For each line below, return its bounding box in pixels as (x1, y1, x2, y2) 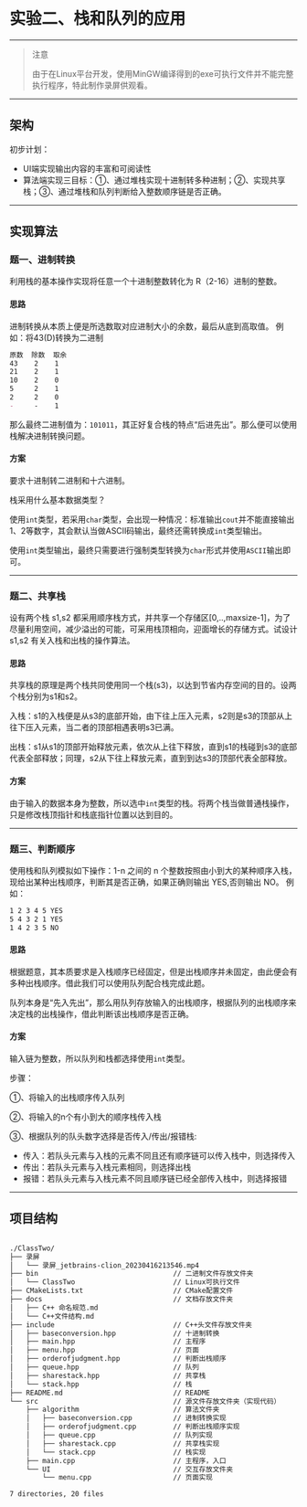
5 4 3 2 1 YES (9, 915, 64, 924)
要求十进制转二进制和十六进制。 (9, 474, 130, 485)
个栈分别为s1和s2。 (9, 691, 83, 702)
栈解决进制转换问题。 (9, 430, 90, 441)
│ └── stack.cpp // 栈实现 (26, 1448, 206, 1457)
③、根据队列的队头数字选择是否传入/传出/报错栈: (9, 1130, 197, 1141)
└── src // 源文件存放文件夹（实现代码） (9, 1396, 281, 1406)
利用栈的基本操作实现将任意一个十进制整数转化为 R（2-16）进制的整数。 (9, 276, 282, 287)
